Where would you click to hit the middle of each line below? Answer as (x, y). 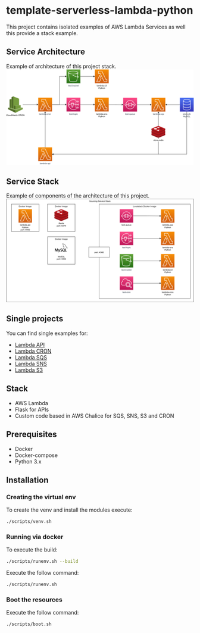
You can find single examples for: (47, 333)
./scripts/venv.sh (29, 522)
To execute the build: (32, 550)
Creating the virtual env (41, 497)
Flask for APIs (32, 409)
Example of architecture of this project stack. (61, 66)
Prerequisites (32, 435)
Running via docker (35, 537)
